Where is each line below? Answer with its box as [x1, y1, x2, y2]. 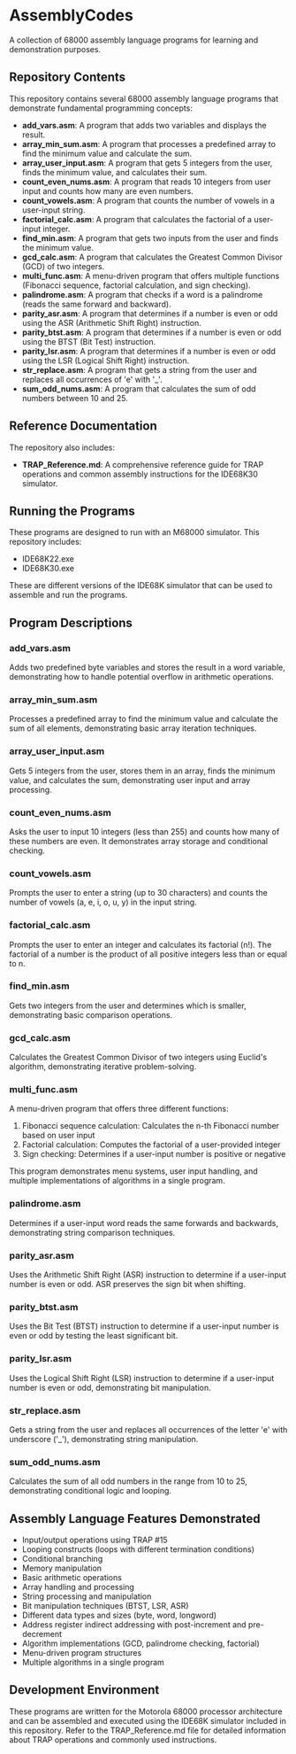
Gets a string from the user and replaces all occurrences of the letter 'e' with [9, 1424, 288, 1435]
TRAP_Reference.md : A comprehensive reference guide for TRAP [21, 459, 264, 470]
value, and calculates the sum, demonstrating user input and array [9, 774, 251, 785]
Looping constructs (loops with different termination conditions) [21, 1544, 254, 1555]
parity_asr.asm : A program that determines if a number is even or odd [21, 307, 278, 319]
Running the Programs [9, 503, 135, 518]
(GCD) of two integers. [21, 260, 105, 271]
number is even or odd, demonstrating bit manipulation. [9, 1382, 212, 1393]
